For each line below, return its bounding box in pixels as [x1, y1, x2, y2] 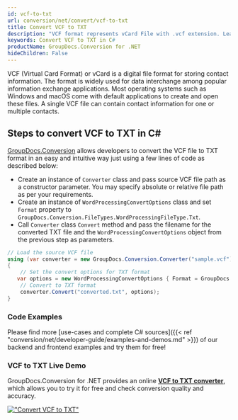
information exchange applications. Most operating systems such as [7, 84, 207, 93]
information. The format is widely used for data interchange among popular [7, 76, 227, 85]
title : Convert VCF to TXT [7, 23, 87, 30]
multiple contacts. [7, 107, 60, 115]
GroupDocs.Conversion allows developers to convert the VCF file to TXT [7, 146, 218, 154]
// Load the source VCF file [7, 249, 93, 256]
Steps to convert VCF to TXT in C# [7, 127, 161, 140]
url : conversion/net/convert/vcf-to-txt [7, 17, 129, 24]
